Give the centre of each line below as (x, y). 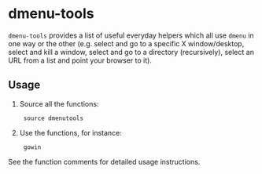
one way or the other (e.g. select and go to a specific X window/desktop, (126, 43)
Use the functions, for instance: (70, 132)
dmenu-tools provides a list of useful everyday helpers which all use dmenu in (131, 35)
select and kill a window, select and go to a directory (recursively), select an (131, 52)
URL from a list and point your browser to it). (80, 60)
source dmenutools (54, 118)
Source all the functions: (59, 103)
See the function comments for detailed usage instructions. (104, 161)
